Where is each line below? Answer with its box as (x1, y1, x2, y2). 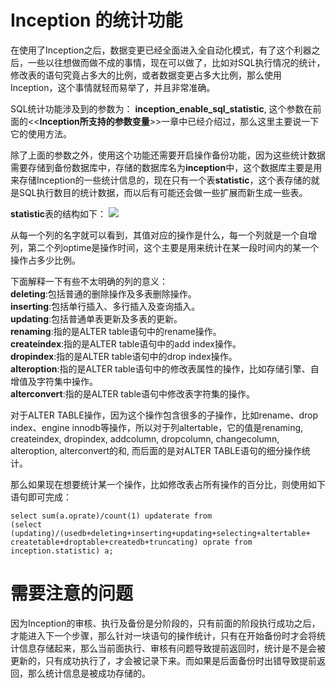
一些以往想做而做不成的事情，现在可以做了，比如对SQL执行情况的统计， (27, 56, 326, 68)
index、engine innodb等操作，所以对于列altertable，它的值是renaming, (10, 421, 304, 433)
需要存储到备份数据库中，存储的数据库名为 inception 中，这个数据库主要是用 (10, 161, 323, 173)
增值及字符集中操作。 (10, 375, 98, 387)
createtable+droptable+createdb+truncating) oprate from (10, 537, 253, 547)
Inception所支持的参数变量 (39, 115, 150, 127)
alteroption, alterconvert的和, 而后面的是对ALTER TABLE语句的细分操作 (10, 444, 302, 456)
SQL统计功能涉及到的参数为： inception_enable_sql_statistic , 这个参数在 (10, 102, 313, 115)
